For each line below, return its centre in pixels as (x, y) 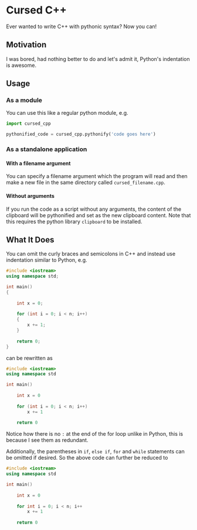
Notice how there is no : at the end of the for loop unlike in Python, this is (95, 434)
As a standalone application (47, 149)
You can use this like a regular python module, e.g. (67, 113)
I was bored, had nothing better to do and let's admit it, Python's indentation (98, 59)
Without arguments (30, 196)
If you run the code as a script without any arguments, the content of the (94, 209)
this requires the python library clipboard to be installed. (74, 221)
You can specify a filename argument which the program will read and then (97, 176)
